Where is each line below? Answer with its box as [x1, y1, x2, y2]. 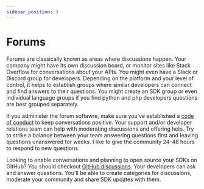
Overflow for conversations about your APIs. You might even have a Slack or [6, 68, 198, 75]
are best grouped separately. [6, 100, 79, 108]
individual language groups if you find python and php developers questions [6, 94, 198, 101]
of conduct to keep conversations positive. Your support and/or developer [6, 119, 192, 126]
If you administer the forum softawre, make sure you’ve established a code [6, 112, 194, 119]
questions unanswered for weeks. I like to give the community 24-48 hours [6, 138, 195, 145]
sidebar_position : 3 [6, 9, 59, 15]
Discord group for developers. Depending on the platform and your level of [6, 74, 194, 82]
